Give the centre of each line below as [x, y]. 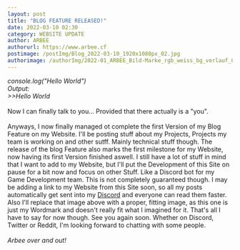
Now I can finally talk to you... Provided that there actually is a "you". [108, 111]
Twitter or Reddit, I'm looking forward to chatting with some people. [107, 225]
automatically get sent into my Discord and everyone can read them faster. [117, 194]
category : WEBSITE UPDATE [46, 34]
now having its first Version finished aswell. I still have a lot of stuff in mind [117, 156]
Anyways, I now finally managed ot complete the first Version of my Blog [114, 126]
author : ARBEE [29, 41]
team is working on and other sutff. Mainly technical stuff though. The [110, 141]
